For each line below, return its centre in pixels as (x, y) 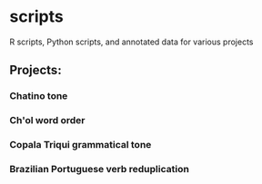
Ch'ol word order (47, 121)
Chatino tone (39, 96)
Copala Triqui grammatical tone (81, 145)
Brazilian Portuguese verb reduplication (99, 169)
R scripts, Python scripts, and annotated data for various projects (131, 42)
